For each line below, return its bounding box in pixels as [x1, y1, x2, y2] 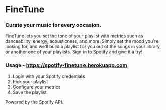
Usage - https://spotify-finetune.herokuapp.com [5, 62, 127, 69]
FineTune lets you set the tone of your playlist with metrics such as [5, 33, 143, 39]
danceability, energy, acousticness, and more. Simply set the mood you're [5, 38, 159, 44]
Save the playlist [12, 89, 47, 95]
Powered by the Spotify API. [5, 99, 64, 105]
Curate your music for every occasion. [5, 22, 102, 29]
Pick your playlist [12, 78, 48, 84]
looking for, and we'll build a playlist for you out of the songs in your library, [5, 44, 161, 50]
